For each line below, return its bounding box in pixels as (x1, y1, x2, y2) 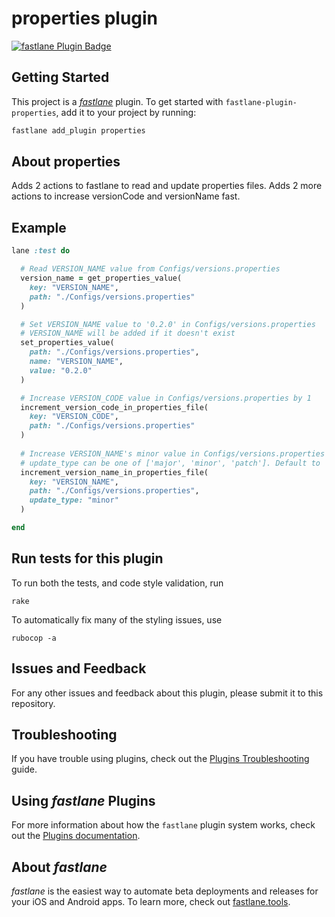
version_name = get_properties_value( (20, 273, 183, 283)
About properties (11, 153, 121, 171)
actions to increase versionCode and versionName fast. (11, 190, 241, 202)
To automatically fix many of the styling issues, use (11, 613, 223, 626)
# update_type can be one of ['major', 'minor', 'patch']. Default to (20, 458, 321, 468)
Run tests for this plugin (11, 550, 164, 567)
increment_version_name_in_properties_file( (20, 467, 209, 477)
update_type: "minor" (29, 495, 119, 506)
